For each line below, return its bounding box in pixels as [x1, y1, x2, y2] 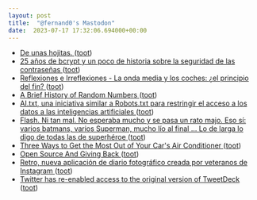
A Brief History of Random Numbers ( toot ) [19, 90, 158, 100]
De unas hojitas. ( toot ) [19, 48, 93, 58]
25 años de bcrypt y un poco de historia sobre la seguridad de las [19, 56, 236, 66]
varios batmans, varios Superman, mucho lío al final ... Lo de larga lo [19, 124, 244, 133]
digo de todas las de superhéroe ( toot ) [19, 133, 147, 142]
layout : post [8, 11, 52, 20]
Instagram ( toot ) [19, 166, 73, 175]
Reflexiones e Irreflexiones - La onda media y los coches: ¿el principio [19, 73, 249, 83]
